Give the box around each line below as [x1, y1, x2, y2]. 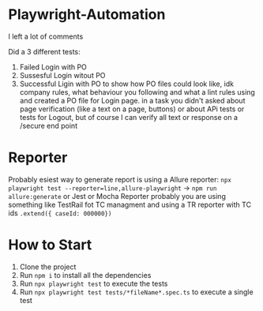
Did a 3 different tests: [8, 47, 81, 56]
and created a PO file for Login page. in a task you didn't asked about [19, 96, 246, 105]
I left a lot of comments [8, 32, 84, 41]
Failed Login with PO [19, 62, 87, 72]
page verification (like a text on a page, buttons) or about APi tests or [19, 104, 245, 114]
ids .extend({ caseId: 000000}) [8, 208, 112, 218]
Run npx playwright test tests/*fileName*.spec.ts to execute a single [19, 287, 254, 297]
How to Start [8, 236, 92, 254]
